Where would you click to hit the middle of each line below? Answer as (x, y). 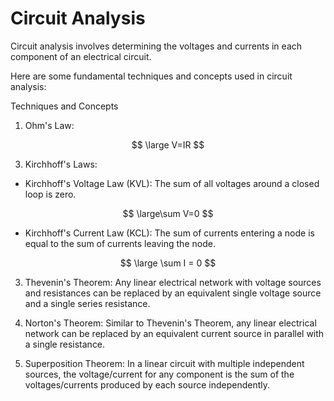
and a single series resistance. (87, 303)
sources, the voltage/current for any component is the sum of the (159, 374)
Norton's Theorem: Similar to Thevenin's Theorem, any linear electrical (170, 323)
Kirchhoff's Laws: (61, 164)
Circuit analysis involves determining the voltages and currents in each (156, 46)
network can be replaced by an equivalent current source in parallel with (174, 333)
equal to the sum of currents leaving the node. (120, 243)
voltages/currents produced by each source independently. (147, 384)
